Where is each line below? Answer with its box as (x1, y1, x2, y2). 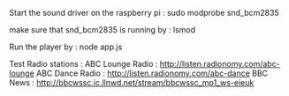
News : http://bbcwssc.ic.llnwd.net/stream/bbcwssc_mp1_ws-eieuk (9, 78, 255, 87)
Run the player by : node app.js (9, 41, 123, 52)
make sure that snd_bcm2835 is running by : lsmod (9, 25, 196, 34)
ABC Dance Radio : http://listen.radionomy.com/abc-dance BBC (36, 68, 269, 78)
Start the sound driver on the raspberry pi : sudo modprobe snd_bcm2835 (9, 8, 280, 18)
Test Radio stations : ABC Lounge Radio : (9, 59, 158, 69)
